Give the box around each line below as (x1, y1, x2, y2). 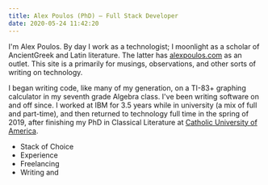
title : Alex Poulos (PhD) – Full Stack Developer (8, 11, 179, 20)
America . (8, 126, 39, 136)
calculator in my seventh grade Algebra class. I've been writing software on (8, 91, 260, 101)
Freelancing (19, 158, 60, 168)
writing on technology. (8, 67, 83, 77)
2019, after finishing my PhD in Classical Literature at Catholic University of (8, 117, 258, 127)
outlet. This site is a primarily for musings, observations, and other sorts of (8, 58, 257, 69)
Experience (19, 150, 58, 160)
